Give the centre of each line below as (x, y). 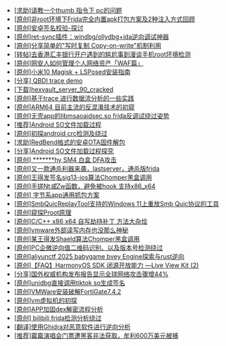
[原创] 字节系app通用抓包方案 (57, 195)
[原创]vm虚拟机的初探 (45, 300)
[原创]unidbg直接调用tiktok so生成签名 (69, 283)
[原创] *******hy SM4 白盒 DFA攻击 (65, 160)
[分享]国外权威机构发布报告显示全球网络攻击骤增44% (91, 274)
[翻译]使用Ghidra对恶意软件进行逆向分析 (72, 327)
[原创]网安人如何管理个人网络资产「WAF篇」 (79, 63)
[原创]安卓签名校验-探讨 (49, 28)
